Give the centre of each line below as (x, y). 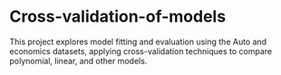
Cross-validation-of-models (118, 17)
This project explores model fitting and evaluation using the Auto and (138, 42)
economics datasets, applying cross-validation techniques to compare (141, 51)
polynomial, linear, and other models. (78, 61)
